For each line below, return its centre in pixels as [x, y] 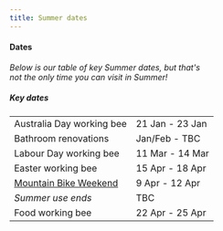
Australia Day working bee [71, 123]
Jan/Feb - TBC [168, 138]
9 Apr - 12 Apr [168, 183]
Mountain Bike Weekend [66, 183]
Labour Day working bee [67, 153]
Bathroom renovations [62, 138]
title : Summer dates [49, 18]
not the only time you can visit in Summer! [89, 77]
